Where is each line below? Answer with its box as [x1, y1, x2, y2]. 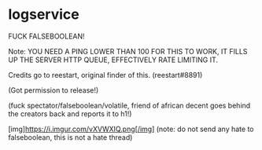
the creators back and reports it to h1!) [8, 108, 132, 119]
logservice [8, 5, 80, 24]
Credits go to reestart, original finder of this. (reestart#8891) [8, 70, 203, 79]
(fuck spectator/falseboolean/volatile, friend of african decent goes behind [8, 101, 251, 110]
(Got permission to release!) [8, 85, 99, 95]
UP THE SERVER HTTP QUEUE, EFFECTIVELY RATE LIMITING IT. [8, 55, 219, 64]
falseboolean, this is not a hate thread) [8, 132, 133, 142]
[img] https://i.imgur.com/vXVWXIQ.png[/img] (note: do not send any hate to [8, 124, 254, 134]
